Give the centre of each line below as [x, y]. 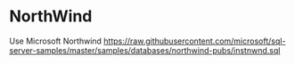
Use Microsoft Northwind [56, 41]
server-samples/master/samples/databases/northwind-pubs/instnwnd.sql [145, 50]
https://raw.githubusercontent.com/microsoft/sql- [195, 41]
